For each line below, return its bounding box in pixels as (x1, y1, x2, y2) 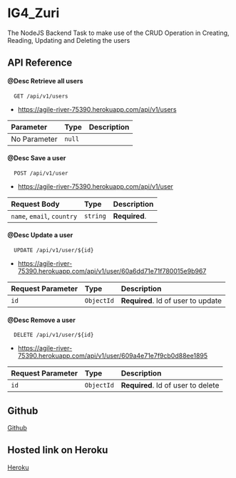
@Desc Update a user (7, 231, 73, 239)
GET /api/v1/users (14, 93, 69, 100)
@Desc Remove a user (7, 316, 76, 324)
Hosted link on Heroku (7, 444, 108, 457)
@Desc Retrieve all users (7, 76, 83, 85)
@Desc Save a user (7, 154, 66, 162)
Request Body (11, 199, 60, 209)
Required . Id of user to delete (120, 380, 220, 390)
